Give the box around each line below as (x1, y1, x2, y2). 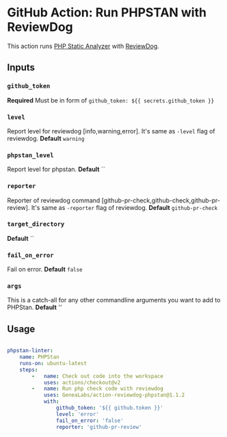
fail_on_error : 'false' (55, 417, 124, 424)
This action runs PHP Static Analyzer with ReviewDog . (7, 42, 159, 50)
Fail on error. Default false (7, 265, 83, 274)
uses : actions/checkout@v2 (43, 379, 121, 386)
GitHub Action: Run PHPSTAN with (7, 5, 207, 21)
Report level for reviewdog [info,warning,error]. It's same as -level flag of (7, 127, 215, 135)
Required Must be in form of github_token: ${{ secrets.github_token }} (7, 96, 215, 104)
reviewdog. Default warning (7, 134, 85, 142)
